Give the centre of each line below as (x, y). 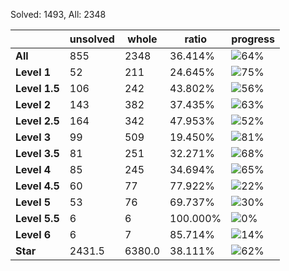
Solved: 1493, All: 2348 (58, 14)
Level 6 (33, 234)
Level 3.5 (37, 153)
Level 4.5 (37, 186)
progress (253, 39)
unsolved (92, 39)
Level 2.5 (37, 121)
